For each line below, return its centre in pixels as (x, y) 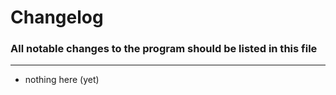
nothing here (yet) (62, 80)
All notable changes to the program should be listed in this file (164, 49)
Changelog (57, 17)
